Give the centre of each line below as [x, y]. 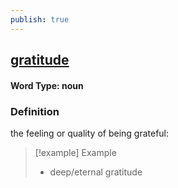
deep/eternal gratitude [96, 172]
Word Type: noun [47, 85]
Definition [35, 111]
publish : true [40, 19]
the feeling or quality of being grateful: [90, 133]
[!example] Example [75, 152]
